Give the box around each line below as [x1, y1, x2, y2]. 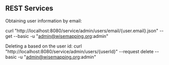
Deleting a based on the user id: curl [5, 43, 82, 49]
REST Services [5, 4, 54, 13]
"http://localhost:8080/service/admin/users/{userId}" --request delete [5, 48, 154, 54]
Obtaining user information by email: [5, 17, 82, 24]
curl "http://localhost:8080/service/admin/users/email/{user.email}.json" [5, 28, 159, 34]
